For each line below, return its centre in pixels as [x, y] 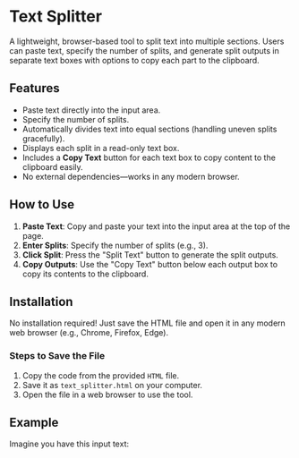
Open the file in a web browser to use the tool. [107, 394]
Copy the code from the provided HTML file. [101, 375]
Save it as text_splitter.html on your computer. [112, 385]
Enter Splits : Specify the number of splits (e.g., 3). [115, 245]
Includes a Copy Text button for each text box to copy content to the [149, 157]
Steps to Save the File [57, 356]
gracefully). [43, 138]
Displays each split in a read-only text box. [101, 148]
